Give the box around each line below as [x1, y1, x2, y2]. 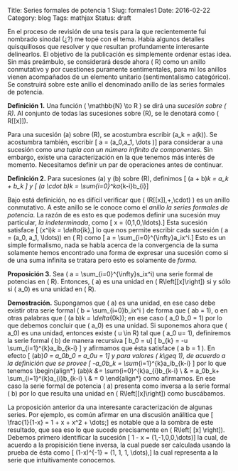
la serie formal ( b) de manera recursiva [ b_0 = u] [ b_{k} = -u [7, 337, 188, 345]
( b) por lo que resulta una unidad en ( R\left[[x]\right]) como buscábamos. [7, 389, 225, 397]
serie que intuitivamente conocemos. [7, 456, 116, 464]
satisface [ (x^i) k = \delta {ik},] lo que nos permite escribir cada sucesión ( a [7, 226, 229, 234]
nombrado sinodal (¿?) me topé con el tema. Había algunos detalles [7, 35, 205, 43]
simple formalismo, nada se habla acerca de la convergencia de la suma [7, 241, 219, 249]
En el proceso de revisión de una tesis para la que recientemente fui [7, 28, 207, 36]
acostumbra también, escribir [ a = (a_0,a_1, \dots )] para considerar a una [7, 138, 224, 146]
